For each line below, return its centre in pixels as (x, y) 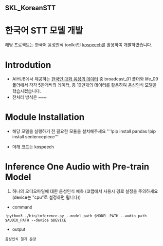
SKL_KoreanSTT (30, 8)
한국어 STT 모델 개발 (44, 30)
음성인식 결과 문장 (21, 239)
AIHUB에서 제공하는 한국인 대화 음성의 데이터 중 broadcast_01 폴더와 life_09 (85, 79)
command (22, 207)
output (19, 229)
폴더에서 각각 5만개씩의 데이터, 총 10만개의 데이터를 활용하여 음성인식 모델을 (84, 85)
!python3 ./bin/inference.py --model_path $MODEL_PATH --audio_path (76, 216)
